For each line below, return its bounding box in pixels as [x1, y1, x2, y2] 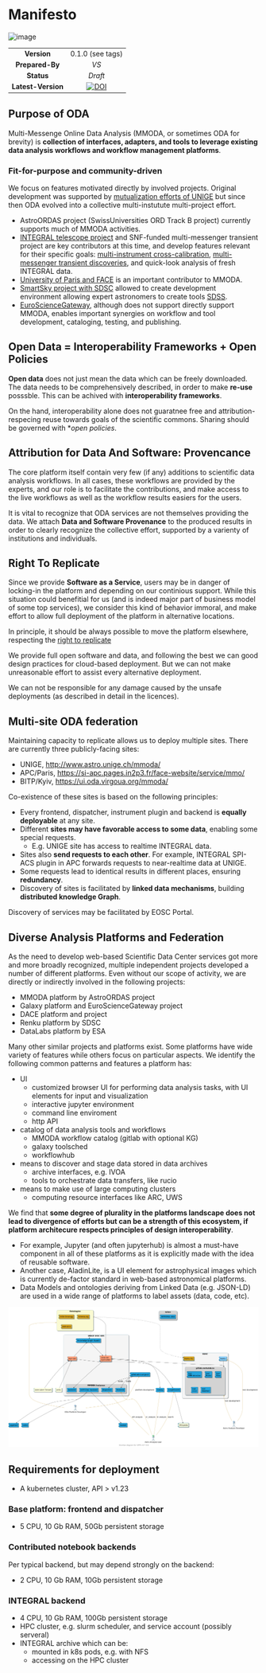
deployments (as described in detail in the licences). [8, 691, 179, 702]
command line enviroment [31, 1108, 118, 1118]
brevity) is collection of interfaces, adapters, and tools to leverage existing [8, 137, 258, 147]
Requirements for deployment [8, 1463, 160, 1476]
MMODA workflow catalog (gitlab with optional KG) [31, 1133, 199, 1143]
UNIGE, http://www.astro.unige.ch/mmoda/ [19, 760, 161, 769]
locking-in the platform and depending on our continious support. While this [8, 586, 256, 596]
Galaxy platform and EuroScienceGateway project [19, 1001, 183, 1010]
